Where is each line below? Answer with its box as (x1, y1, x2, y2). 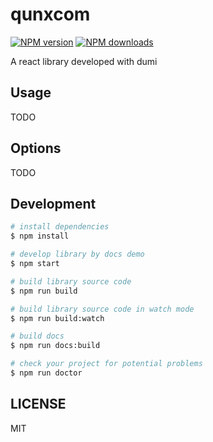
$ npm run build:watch (10, 313, 105, 323)
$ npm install (10, 231, 70, 242)
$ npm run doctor (10, 368, 83, 378)
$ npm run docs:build (10, 341, 101, 351)
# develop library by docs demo (10, 249, 145, 260)
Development (10, 195, 97, 212)
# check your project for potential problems (10, 359, 203, 369)
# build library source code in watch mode (10, 304, 195, 314)
